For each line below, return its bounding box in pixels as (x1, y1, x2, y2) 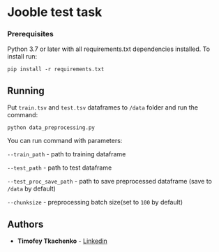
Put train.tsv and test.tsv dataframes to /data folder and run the (7, 103, 199, 112)
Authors (7, 218, 44, 230)
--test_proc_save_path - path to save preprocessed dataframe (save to (7, 177, 213, 186)
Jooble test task (7, 4, 103, 20)
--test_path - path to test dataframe (7, 163, 112, 172)
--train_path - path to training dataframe (7, 150, 126, 158)
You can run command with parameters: (7, 137, 123, 145)
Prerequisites (7, 29, 54, 39)
